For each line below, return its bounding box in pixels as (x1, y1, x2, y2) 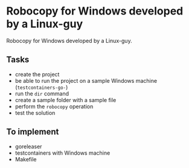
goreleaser (14, 143, 42, 150)
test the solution (14, 109, 56, 116)
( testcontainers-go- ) (14, 83, 68, 91)
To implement (6, 127, 59, 137)
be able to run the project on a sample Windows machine (14, 77, 158, 84)
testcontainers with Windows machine (14, 149, 111, 157)
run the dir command (14, 89, 69, 97)
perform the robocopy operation (14, 103, 94, 110)
